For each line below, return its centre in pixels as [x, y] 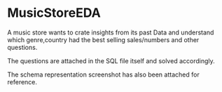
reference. [22, 81]
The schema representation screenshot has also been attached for [103, 74]
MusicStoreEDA [54, 13]
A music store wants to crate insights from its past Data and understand [111, 32]
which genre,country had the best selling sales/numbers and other [103, 39]
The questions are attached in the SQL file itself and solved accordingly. [111, 60]
